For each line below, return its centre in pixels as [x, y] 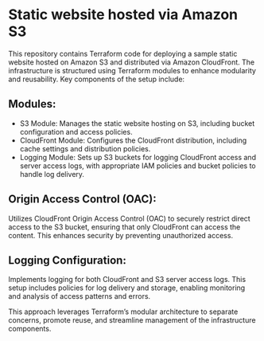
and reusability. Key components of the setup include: [97, 79]
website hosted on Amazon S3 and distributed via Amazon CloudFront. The [132, 62]
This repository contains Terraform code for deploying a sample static [123, 53]
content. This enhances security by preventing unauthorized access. [120, 235]
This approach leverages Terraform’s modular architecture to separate [123, 312]
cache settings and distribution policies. [85, 148]
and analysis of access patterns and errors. [80, 296]
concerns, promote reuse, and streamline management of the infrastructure [132, 320]
